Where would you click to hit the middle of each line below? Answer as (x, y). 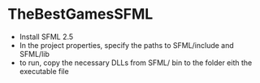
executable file (44, 71)
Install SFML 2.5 (46, 37)
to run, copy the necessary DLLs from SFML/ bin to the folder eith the (136, 63)
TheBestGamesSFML (80, 14)
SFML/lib (35, 54)
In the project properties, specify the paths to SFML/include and (127, 45)
